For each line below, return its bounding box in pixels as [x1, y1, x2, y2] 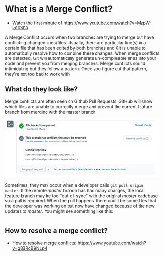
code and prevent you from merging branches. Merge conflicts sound [5, 60, 146, 66]
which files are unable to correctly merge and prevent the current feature [5, 103, 153, 109]
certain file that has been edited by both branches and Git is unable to [5, 45, 146, 51]
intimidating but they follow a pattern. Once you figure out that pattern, [5, 65, 148, 72]
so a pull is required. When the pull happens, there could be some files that [5, 198, 157, 203]
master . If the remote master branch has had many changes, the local [5, 187, 145, 193]
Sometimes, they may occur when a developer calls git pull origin [5, 182, 143, 188]
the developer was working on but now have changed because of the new [5, 203, 155, 209]
